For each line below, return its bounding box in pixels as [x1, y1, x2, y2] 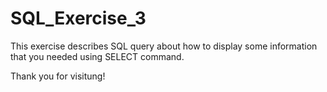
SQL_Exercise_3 [10, 7, 147, 30]
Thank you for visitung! [10, 70, 106, 82]
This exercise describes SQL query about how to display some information [10, 40, 318, 52]
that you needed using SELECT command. [10, 50, 185, 62]
